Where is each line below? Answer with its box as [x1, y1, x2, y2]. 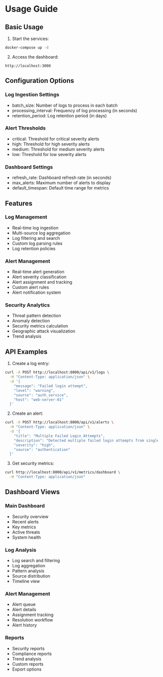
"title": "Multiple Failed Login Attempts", [14, 433, 105, 438]
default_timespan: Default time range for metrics [12, 185, 109, 191]
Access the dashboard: [12, 54, 59, 59]
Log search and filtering [12, 557, 60, 563]
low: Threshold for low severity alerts [12, 151, 86, 157]
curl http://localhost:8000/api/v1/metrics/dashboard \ [5, 470, 120, 475]
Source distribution [12, 573, 50, 579]
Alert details [12, 607, 36, 613]
